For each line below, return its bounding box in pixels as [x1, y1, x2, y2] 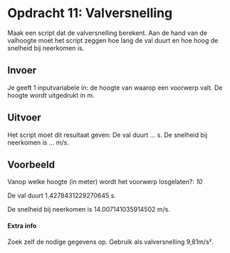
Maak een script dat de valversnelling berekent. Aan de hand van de [7, 29, 208, 37]
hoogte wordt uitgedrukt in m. [7, 91, 95, 99]
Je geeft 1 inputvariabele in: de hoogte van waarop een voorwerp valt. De [7, 83, 223, 92]
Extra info [7, 221, 37, 229]
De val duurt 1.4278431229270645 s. [7, 191, 116, 200]
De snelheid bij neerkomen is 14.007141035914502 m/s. [7, 205, 171, 214]
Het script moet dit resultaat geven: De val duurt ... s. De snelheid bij [7, 130, 208, 139]
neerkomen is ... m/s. [7, 138, 69, 147]
